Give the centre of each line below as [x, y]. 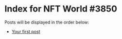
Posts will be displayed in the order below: [47, 22]
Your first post [26, 31]
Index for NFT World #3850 [61, 9]
